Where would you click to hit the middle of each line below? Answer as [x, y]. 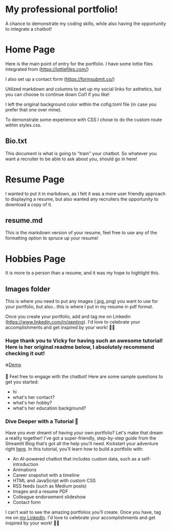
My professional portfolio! [62, 9]
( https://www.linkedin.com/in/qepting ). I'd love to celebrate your [73, 322]
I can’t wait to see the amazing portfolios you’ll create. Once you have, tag [83, 512]
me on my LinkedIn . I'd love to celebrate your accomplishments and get [80, 517]
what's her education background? [49, 408]
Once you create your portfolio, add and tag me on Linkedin [68, 317]
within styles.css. [23, 125]
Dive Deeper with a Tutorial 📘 [42, 421]
